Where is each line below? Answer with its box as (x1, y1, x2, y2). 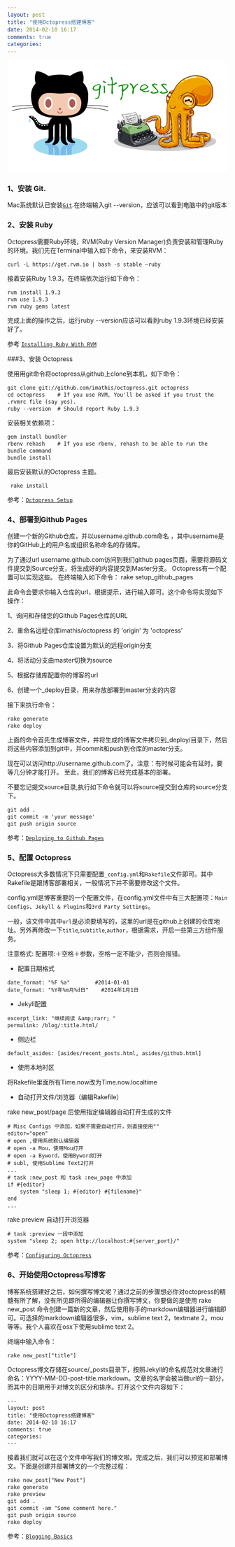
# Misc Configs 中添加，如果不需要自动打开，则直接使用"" (7, 1123, 159, 1130)
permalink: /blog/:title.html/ (7, 1022, 99, 1029)
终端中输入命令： (7, 1337, 57, 1345)
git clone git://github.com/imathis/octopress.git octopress (7, 384, 190, 391)
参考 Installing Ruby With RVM (7, 339, 97, 348)
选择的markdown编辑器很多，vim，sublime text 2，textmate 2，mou (25, 1313, 224, 1322)
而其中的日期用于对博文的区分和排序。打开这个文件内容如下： (7, 1383, 185, 1391)
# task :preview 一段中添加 (7, 1231, 84, 1238)
